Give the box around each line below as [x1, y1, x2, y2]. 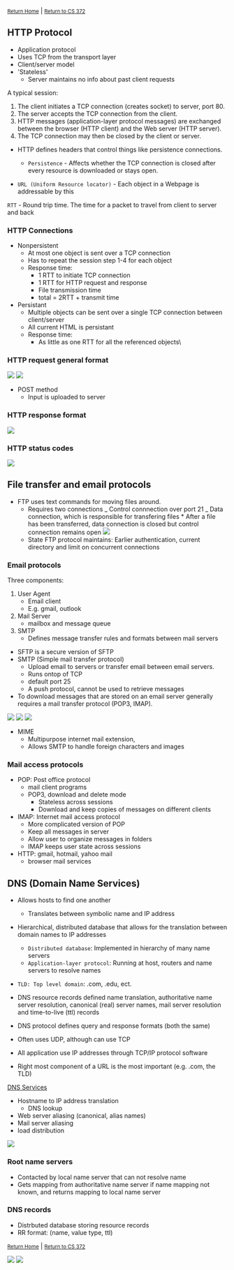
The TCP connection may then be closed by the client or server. [17, 131, 201, 140]
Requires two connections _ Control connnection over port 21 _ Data [27, 505, 224, 513]
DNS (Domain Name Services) [7, 877, 140, 889]
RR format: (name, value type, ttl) [17, 1228, 113, 1236]
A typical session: [7, 88, 59, 97]
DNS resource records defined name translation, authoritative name [17, 994, 213, 1002]
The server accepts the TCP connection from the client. [17, 109, 178, 118]
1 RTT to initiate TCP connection [38, 271, 131, 279]
